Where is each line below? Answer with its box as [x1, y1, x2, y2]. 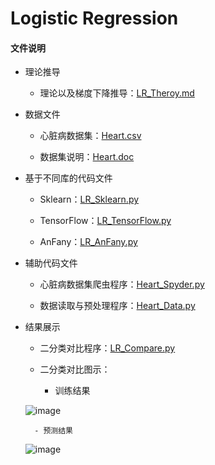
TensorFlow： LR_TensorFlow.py [39, 215, 172, 227]
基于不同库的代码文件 [24, 172, 113, 184]
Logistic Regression [10, 7, 179, 30]
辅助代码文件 [24, 257, 78, 269]
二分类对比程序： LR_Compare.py [39, 342, 176, 354]
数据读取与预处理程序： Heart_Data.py [39, 300, 196, 312]
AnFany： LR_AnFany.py [39, 236, 138, 248]
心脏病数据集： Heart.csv [39, 130, 142, 142]
